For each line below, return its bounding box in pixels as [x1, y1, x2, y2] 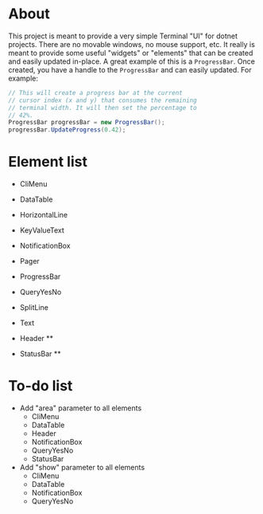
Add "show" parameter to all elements [19, 463, 145, 473]
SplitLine [19, 303, 49, 312]
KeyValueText [19, 226, 65, 235]
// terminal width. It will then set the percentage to [8, 104, 197, 112]
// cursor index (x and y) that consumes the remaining [8, 96, 197, 104]
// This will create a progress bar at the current [8, 88, 183, 96]
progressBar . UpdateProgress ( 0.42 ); [8, 126, 126, 134]
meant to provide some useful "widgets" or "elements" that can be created [8, 48, 253, 57]
